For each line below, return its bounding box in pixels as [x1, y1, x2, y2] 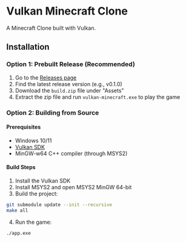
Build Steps [6, 164, 36, 171]
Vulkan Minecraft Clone [6, 4, 128, 18]
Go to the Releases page [15, 74, 77, 81]
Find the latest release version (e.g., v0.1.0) [15, 80, 122, 87]
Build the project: [15, 190, 58, 197]
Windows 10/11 [15, 136, 52, 144]
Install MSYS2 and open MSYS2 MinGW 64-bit [15, 183, 132, 190]
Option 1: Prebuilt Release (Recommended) [6, 60, 135, 69]
